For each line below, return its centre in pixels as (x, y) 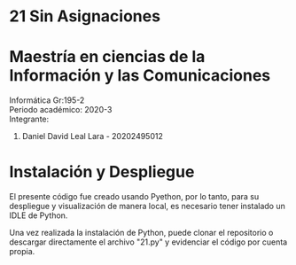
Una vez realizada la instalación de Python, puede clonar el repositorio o (141, 233)
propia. (22, 252)
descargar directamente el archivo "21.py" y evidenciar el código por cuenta (148, 242)
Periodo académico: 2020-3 (61, 110)
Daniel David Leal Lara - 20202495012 (93, 136)
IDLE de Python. (39, 215)
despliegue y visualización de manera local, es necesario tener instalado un (147, 207)
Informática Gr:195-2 (47, 100)
